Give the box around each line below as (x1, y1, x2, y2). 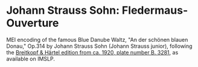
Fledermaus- (121, 4, 188, 17)
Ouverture (6, 16, 59, 30)
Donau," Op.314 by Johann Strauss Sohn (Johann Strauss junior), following (6, 42, 193, 50)
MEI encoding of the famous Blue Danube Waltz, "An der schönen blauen (6, 36, 188, 43)
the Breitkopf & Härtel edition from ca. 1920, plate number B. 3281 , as (6, 48, 179, 56)
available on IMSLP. (6, 55, 56, 62)
